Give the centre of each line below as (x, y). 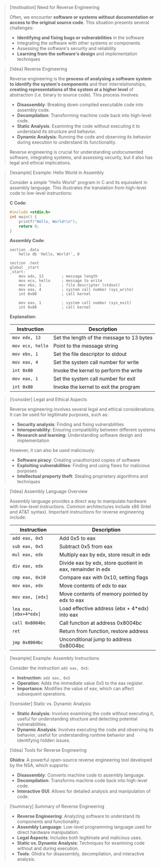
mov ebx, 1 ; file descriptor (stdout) (69, 285)
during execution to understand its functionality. (67, 142)
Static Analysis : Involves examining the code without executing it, (86, 714)
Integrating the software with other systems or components (78, 43)
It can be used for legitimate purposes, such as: (59, 415)
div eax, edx (28, 566)
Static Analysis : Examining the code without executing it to (78, 126)
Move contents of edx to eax (93, 586)
